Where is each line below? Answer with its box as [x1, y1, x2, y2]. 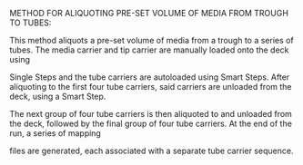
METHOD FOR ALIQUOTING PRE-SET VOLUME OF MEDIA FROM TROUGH [9, 8, 289, 18]
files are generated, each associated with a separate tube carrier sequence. [9, 145, 294, 156]
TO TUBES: [9, 17, 52, 28]
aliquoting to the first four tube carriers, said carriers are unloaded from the [9, 82, 293, 92]
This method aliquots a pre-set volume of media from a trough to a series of [9, 35, 294, 45]
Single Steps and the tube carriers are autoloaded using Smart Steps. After [9, 72, 290, 82]
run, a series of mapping [9, 128, 102, 139]
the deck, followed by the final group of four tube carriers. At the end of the [9, 118, 293, 129]
